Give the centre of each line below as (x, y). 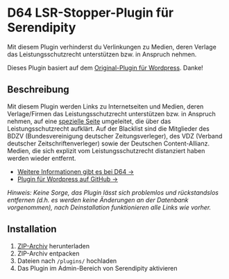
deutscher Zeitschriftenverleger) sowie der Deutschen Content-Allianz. (109, 143)
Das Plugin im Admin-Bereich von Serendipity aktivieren (97, 268)
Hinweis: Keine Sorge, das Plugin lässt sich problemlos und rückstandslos (113, 192)
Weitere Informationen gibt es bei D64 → (75, 171)
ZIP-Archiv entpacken (48, 253)
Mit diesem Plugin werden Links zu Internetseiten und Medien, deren (105, 106)
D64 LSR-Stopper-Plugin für (91, 13)
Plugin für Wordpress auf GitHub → (68, 179)
